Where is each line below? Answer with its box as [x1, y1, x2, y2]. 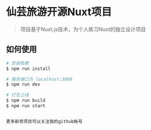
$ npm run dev [6, 82, 41, 87]
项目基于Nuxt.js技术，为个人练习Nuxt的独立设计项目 [20, 26, 146, 33]
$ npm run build [6, 97, 45, 104]
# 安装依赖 [6, 60, 29, 66]
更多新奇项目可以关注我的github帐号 [6, 118, 83, 124]
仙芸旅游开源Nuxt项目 [6, 5, 112, 19]
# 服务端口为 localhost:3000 [6, 76, 73, 82]
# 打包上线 [6, 92, 29, 98]
